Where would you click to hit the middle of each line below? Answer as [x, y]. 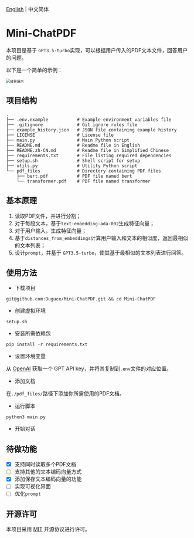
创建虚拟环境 [30, 311]
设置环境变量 [30, 356]
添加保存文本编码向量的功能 [48, 479]
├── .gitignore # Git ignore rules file [72, 125]
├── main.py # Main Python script [68, 140]
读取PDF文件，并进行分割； [48, 216]
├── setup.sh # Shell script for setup [73, 161]
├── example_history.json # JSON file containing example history [91, 130]
